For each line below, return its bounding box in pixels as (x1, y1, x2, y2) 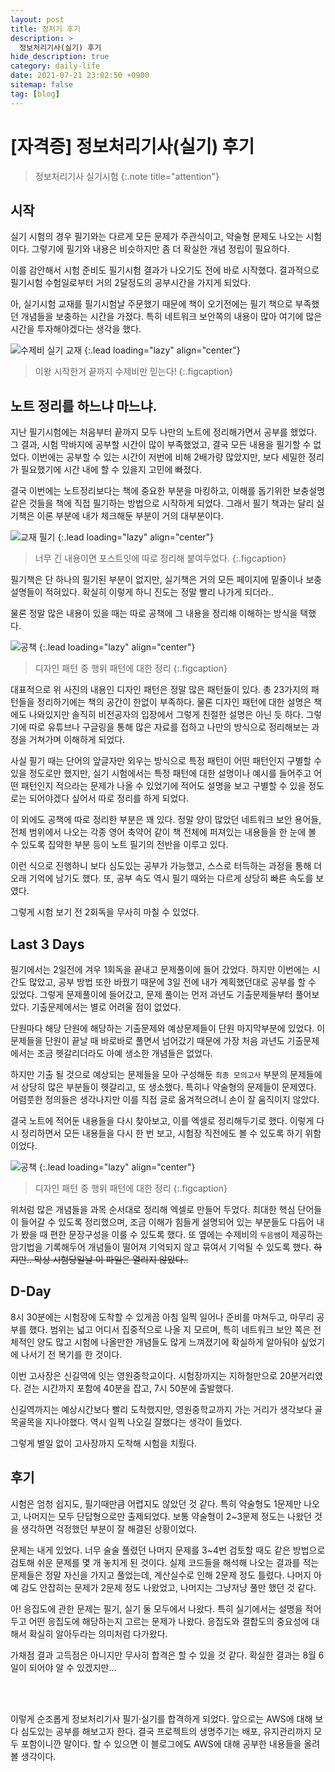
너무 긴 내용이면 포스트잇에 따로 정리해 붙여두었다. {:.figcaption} (34, 552, 287, 565)
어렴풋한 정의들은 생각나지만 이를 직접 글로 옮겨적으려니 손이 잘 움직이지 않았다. (10, 1094, 320, 1105)
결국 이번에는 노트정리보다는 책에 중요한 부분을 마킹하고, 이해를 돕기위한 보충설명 (10, 485, 326, 497)
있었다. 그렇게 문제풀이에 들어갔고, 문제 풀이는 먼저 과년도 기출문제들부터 (10, 989, 293, 1000)
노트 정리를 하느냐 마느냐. (10, 397, 158, 415)
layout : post (10, 14, 65, 25)
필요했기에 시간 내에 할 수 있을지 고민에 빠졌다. (20, 464, 203, 476)
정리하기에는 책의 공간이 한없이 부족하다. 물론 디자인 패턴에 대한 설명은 (36, 696, 312, 708)
